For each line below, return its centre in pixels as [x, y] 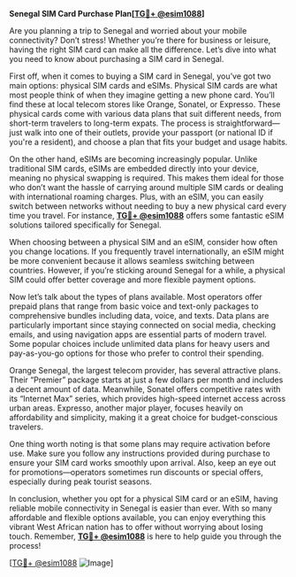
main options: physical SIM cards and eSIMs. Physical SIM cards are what [144, 85]
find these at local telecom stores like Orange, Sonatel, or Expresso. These [145, 104]
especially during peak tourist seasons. [80, 481]
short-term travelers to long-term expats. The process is [112, 123]
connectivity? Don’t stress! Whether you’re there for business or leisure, [140, 40]
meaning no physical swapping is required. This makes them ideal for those [147, 178]
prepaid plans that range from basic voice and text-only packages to [134, 306]
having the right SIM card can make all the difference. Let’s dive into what [143, 50]
